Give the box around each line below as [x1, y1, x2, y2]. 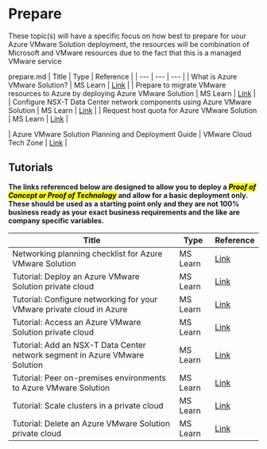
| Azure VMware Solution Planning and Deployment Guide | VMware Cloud [8, 129, 252, 139]
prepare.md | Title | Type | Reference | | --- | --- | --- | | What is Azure [8, 72, 238, 81]
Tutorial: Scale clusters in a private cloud [12, 400, 164, 411]
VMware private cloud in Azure [12, 304, 128, 315]
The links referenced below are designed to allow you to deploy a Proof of [8, 182, 257, 192]
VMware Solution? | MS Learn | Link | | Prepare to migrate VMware [8, 80, 226, 90]
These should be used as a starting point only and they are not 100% [8, 199, 240, 208]
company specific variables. [8, 215, 105, 225]
